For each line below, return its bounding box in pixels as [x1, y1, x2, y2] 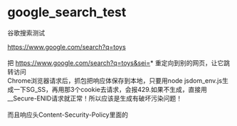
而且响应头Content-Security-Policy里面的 [7, 110, 128, 119]
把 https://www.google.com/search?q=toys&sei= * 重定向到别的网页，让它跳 [7, 58, 230, 67]
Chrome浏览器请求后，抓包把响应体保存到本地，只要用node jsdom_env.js [7, 76, 223, 85]
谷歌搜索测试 [7, 28, 45, 37]
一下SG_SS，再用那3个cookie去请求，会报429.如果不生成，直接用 [13, 85, 208, 93]
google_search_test [7, 4, 127, 21]
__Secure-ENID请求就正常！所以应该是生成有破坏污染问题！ [7, 93, 183, 103]
